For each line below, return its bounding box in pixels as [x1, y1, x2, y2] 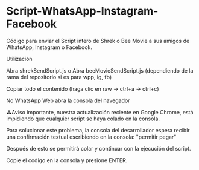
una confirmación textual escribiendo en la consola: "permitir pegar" [6, 133, 177, 140]
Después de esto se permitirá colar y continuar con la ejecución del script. [6, 145, 191, 152]
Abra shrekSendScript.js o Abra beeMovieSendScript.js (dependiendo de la [6, 67, 194, 74]
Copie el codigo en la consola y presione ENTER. [6, 156, 128, 164]
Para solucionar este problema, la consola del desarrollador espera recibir [6, 126, 190, 134]
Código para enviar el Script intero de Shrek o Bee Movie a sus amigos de [6, 37, 190, 44]
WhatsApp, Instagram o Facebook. [6, 44, 92, 51]
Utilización [6, 55, 33, 62]
